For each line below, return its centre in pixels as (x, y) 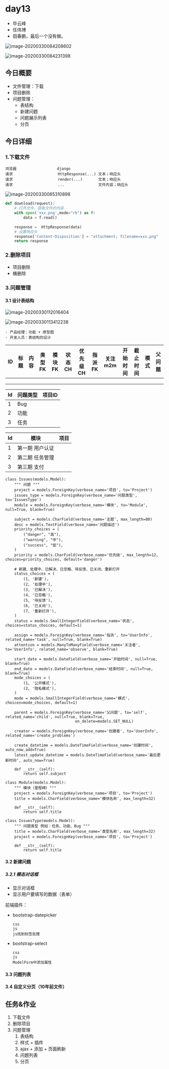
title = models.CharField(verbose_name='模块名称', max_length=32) (85, 798)
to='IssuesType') (23, 500)
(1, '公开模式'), (40, 683)
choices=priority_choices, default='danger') (54, 559)
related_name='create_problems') (40, 735)
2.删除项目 (18, 255)
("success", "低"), (43, 545)
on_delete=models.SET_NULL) (104, 721)
